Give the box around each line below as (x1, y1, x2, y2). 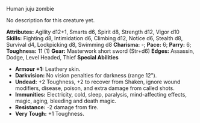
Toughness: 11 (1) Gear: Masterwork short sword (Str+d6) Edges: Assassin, (6, 47, 195, 55)
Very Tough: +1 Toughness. (14, 110, 84, 117)
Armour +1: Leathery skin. (14, 65, 81, 73)
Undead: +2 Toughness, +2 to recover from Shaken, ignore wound (14, 78, 181, 85)
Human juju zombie (6, 5, 54, 12)
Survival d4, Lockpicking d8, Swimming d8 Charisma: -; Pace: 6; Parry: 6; (6, 41, 192, 48)
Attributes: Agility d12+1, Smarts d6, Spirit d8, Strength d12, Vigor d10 (6, 28, 180, 35)
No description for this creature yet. (6, 17, 95, 23)
